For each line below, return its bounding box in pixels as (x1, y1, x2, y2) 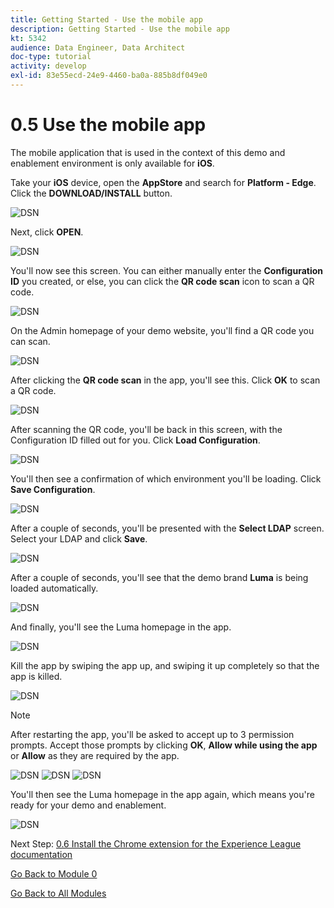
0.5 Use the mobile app (10, 114, 207, 136)
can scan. (10, 335, 51, 347)
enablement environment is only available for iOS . (10, 157, 215, 169)
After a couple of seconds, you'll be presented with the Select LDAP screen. (10, 522, 325, 534)
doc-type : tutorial (10, 52, 92, 62)
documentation (10, 848, 73, 860)
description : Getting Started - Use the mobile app (10, 24, 230, 34)
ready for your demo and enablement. (10, 799, 167, 811)
